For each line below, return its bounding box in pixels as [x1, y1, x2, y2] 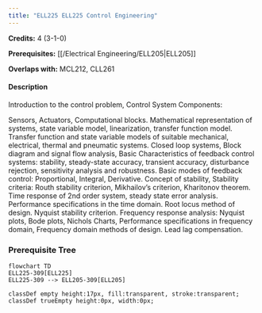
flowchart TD [8, 262, 52, 270]
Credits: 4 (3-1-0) [8, 33, 67, 43]
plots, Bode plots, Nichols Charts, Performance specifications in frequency [8, 216, 253, 226]
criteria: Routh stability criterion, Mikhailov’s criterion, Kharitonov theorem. [8, 182, 252, 192]
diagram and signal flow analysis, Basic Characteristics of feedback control [8, 148, 255, 158]
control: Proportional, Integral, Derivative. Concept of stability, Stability [8, 174, 240, 183]
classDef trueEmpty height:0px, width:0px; [8, 297, 155, 305]
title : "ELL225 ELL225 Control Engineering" [8, 11, 158, 20]
